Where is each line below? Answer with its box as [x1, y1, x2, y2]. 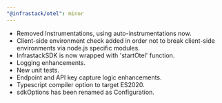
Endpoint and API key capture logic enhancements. [16, 73, 163, 82]
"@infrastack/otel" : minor [6, 10, 84, 17]
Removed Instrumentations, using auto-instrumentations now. [16, 29, 192, 37]
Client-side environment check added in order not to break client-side [16, 36, 215, 45]
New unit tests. [16, 66, 59, 74]
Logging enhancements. [16, 58, 86, 66]
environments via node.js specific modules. [16, 44, 141, 52]
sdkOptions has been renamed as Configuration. [16, 88, 154, 96]
